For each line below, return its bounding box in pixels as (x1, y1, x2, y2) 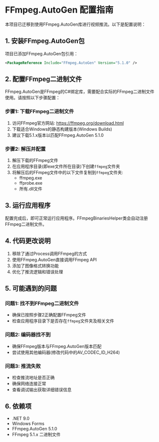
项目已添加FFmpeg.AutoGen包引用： (5, 50, 78, 56)
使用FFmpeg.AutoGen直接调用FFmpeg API (12, 256, 97, 262)
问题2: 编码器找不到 (5, 331, 51, 338)
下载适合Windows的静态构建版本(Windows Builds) (12, 126, 113, 132)
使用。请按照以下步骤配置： (5, 95, 60, 101)
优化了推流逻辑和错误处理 (12, 268, 63, 274)
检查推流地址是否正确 (12, 374, 55, 380)
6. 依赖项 (5, 402, 32, 410)
